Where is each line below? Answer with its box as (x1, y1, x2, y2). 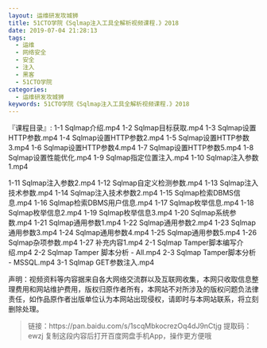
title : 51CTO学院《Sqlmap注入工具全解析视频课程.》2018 (8, 19, 180, 27)
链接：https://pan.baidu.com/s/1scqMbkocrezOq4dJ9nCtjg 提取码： (27, 321, 252, 331)
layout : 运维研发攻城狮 (8, 11, 79, 20)
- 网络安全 (15, 48, 47, 56)
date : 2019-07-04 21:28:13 (8, 26, 98, 34)
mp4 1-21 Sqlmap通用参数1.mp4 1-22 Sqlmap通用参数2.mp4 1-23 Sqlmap (17, 218, 257, 227)
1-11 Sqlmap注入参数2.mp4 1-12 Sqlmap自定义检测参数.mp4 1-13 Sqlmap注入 (8, 178, 259, 188)
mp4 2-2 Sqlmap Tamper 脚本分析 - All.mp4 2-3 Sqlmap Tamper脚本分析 (17, 248, 257, 257)
